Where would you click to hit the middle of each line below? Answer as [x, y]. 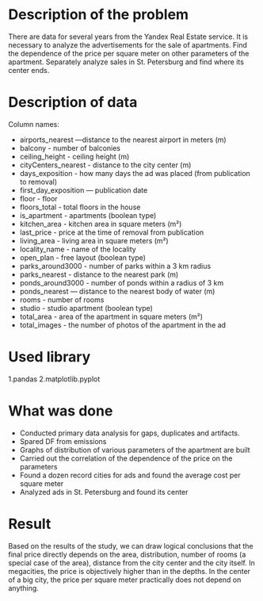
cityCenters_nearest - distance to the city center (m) [105, 165]
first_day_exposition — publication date [84, 190]
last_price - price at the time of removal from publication [112, 232]
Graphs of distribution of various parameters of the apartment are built [135, 450]
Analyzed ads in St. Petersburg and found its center [104, 492]
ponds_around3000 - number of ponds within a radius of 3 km [122, 282]
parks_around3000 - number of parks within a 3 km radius [115, 266]
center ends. [29, 70]
